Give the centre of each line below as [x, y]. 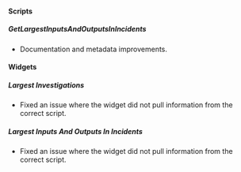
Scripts [21, 11]
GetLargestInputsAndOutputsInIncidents [77, 29]
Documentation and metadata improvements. [94, 49]
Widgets [23, 67]
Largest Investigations [46, 85]
